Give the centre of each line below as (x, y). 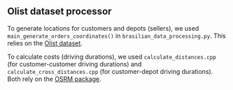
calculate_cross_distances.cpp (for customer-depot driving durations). (110, 71)
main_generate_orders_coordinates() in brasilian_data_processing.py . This (116, 36)
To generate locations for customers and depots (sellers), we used (103, 28)
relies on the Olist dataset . (45, 43)
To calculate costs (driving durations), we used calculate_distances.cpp (112, 57)
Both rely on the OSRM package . (54, 79)
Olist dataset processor (59, 12)
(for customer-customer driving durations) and (75, 64)
